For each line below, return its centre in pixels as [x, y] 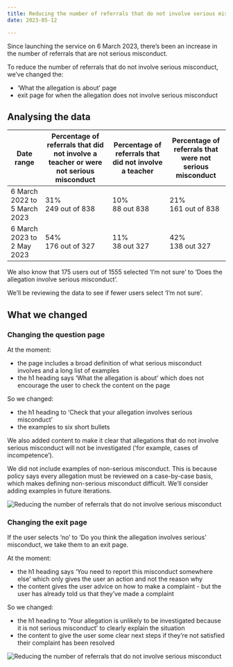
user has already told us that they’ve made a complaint [96, 594]
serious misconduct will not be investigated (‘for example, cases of [103, 448]
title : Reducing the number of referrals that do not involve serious [111, 14]
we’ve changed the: [35, 74]
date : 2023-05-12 [32, 20]
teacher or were [75, 163]
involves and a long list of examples [68, 370]
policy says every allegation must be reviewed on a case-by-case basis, [110, 476]
